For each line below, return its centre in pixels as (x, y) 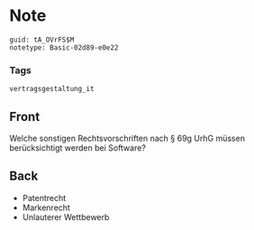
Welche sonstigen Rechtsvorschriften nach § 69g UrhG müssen (127, 138)
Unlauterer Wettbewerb (66, 216)
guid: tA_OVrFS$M (42, 40)
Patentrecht (44, 198)
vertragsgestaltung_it (52, 89)
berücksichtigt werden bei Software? (78, 148)
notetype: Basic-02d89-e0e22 (64, 47)
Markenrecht (46, 207)
